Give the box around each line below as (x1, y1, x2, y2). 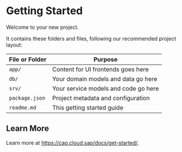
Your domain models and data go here (52, 75, 157, 83)
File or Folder (9, 55, 47, 63)
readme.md (9, 104, 36, 111)
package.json (9, 94, 46, 101)
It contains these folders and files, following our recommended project (6, 35, 176, 42)
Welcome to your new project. (6, 24, 79, 31)
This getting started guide (52, 103, 123, 111)
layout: (6, 41, 22, 48)
